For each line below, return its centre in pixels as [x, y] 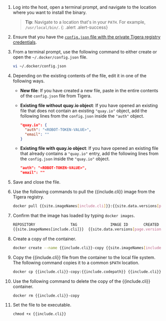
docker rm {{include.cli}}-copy [46, 295]
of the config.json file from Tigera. [56, 96]
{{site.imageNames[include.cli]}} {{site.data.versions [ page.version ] [88, 229]
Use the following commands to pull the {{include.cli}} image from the [84, 192]
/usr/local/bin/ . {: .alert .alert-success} [66, 27]
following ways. [29, 81]
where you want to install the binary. [50, 12]
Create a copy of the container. [44, 239]
